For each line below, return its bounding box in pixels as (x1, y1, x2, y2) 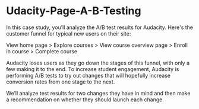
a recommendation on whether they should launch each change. (6, 96, 165, 103)
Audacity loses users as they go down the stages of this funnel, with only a (6, 59, 190, 66)
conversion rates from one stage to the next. (6, 78, 115, 85)
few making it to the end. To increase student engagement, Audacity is (6, 65, 179, 72)
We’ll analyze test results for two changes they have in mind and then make (6, 89, 191, 97)
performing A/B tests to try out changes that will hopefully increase (6, 72, 171, 79)
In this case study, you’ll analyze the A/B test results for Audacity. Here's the (6, 24, 194, 31)
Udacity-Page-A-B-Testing (6, 4, 141, 18)
